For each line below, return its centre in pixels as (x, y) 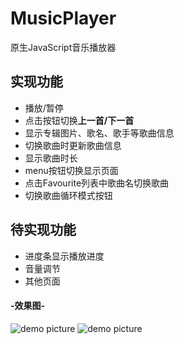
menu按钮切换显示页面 (71, 170)
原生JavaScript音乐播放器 (63, 47)
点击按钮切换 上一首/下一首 (79, 120)
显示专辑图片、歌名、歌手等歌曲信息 (99, 133)
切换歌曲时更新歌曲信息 (73, 145)
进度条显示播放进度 (64, 256)
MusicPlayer (63, 18)
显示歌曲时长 (51, 158)
